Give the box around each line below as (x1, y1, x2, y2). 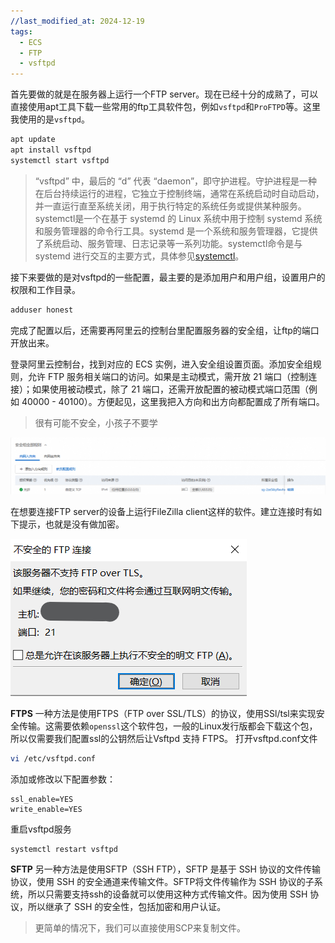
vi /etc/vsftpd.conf (10, 753, 97, 764)
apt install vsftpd (10, 145, 92, 155)
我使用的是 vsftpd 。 (10, 113, 90, 125)
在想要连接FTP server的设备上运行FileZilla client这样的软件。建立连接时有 (10, 505, 314, 517)
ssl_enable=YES (10, 794, 74, 804)
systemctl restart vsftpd (10, 844, 118, 854)
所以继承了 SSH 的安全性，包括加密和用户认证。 (27, 901, 227, 913)
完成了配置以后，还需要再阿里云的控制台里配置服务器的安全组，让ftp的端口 (10, 324, 320, 336)
